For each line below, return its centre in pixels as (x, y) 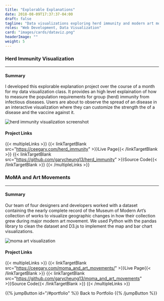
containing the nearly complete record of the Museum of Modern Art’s (76, 210)
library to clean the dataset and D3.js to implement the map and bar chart (79, 226)
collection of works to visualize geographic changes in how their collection (80, 215)
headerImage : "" (21, 37)
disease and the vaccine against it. (40, 113)
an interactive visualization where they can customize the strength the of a (80, 107)
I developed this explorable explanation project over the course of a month (80, 87)
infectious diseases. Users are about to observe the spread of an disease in (81, 102)
